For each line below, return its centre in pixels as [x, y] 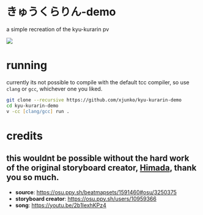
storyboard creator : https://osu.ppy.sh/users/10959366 [86, 199]
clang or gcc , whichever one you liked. [54, 89]
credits [24, 136]
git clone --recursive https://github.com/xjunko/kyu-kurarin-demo [94, 100]
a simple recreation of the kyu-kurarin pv [58, 29]
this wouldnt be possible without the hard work [98, 159]
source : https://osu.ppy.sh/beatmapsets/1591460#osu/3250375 [96, 192]
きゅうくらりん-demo [61, 12]
